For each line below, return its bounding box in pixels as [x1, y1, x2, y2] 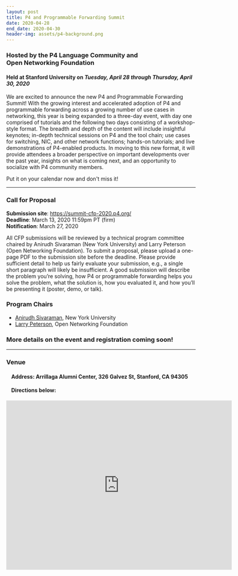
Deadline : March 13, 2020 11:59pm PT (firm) [6, 216, 116, 223]
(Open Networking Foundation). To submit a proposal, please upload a [6, 247, 180, 254]
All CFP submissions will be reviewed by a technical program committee [6, 234, 185, 241]
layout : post [6, 8, 39, 15]
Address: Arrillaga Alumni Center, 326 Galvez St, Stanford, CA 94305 [11, 373, 188, 380]
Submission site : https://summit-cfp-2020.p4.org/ [6, 209, 132, 217]
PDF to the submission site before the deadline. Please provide [20, 253, 176, 261]
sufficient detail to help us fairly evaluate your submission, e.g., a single [6, 259, 183, 267]
